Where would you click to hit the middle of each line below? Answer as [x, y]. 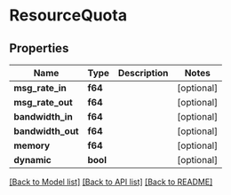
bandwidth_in [43, 117]
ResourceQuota [68, 16]
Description [143, 73]
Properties [39, 48]
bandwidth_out [46, 131]
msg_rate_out [43, 102]
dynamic [32, 160]
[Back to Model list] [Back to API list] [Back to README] [111, 182]
